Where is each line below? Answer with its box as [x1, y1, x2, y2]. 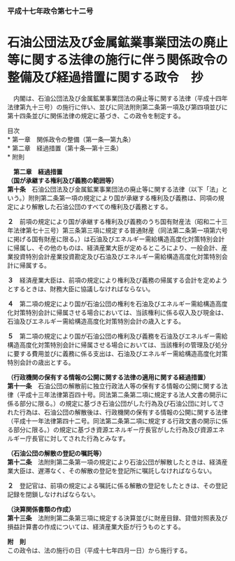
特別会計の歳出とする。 [7, 358, 75, 367]
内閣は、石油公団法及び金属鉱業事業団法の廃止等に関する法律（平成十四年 [13, 94, 228, 102]
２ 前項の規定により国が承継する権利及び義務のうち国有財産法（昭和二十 [7, 217, 222, 225]
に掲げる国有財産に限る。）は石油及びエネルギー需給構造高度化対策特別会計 [7, 234, 225, 243]
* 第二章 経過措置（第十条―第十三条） [7, 143, 122, 152]
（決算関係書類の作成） [7, 505, 75, 513]
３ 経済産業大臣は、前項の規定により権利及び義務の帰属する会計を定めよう [7, 276, 228, 284]
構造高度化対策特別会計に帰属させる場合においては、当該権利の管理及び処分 [7, 341, 228, 349]
